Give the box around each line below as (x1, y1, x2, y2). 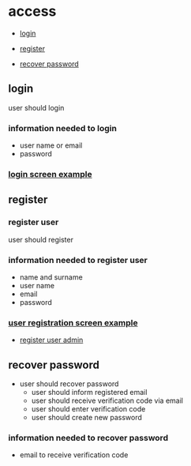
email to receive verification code (19, 450, 129, 460)
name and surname (19, 272, 83, 282)
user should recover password (19, 379, 119, 389)
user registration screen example (8, 317, 138, 328)
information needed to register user (8, 254, 148, 265)
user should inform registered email (31, 388, 148, 397)
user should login (8, 103, 65, 112)
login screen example (8, 168, 92, 179)
